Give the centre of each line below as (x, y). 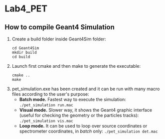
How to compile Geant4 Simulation (60, 27)
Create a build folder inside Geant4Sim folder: (59, 39)
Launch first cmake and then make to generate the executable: (76, 66)
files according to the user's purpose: (50, 94)
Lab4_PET (26, 9)
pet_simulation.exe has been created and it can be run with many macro (86, 89)
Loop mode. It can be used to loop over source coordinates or (83, 126)
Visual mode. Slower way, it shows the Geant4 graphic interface (86, 110)
